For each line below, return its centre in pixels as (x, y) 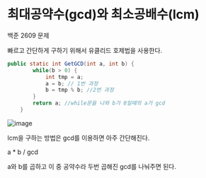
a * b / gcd (23, 152)
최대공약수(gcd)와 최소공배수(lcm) (103, 14)
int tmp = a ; (64, 77)
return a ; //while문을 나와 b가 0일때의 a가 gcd (99, 103)
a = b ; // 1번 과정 (71, 83)
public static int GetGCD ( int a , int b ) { (71, 64)
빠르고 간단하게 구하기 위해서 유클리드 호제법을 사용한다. (85, 50)
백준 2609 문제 (28, 35)
